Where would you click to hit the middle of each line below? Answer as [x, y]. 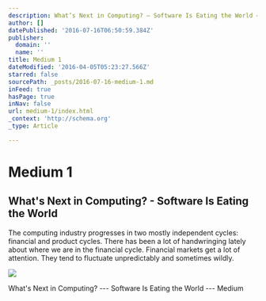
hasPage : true [32, 97]
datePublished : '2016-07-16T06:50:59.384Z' [81, 30]
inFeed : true [30, 89]
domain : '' [33, 45]
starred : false [33, 74]
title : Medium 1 [35, 60]
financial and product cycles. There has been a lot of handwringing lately [127, 241]
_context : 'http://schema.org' [60, 119]
